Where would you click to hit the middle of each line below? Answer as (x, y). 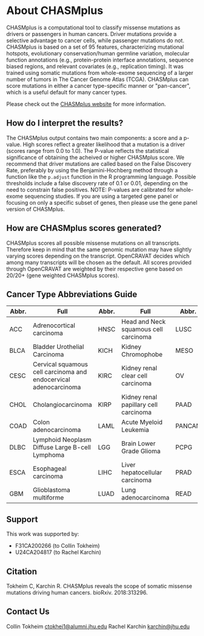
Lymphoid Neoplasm (62, 440)
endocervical (51, 380)
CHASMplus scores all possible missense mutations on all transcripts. (93, 243)
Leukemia (135, 430)
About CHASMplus (55, 11)
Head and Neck (143, 322)
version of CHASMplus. (36, 209)
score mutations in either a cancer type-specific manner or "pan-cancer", (99, 85)
